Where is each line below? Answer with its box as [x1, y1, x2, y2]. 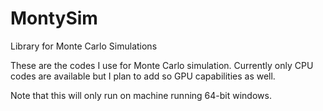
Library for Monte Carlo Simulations [10, 40, 158, 52]
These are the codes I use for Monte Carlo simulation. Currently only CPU [10, 59, 314, 71]
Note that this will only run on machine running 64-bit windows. [10, 89, 272, 101]
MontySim [10, 7, 98, 30]
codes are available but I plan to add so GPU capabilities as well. [10, 70, 276, 82]
